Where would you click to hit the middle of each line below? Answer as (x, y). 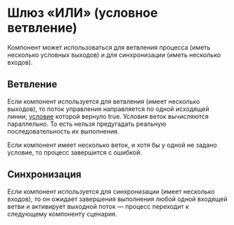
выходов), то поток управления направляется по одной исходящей (108, 109)
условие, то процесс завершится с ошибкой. (75, 152)
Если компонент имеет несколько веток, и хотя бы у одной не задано (112, 145)
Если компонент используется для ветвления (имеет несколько (104, 101)
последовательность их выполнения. (63, 131)
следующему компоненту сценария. (62, 214)
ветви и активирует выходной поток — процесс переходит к (98, 206)
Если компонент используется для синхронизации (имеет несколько (111, 191)
